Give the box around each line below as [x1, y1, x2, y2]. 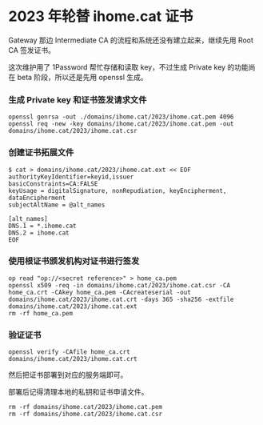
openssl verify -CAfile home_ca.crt [8, 348, 130, 356]
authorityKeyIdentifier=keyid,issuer [8, 173, 134, 181]
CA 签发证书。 [8, 45, 56, 54]
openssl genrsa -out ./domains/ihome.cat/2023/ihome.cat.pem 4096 [8, 113, 234, 121]
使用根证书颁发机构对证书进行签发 [8, 255, 140, 267]
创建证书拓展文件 [8, 147, 74, 158]
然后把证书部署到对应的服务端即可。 [8, 370, 128, 380]
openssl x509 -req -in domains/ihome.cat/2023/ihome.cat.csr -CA [8, 281, 230, 289]
